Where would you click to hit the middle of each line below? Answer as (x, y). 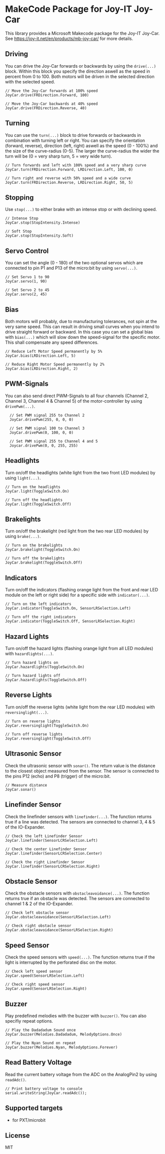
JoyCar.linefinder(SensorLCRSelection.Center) (54, 853)
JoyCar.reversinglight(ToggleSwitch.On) (47, 725)
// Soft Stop (18, 231)
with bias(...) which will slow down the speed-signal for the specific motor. (83, 337)
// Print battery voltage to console (44, 1089)
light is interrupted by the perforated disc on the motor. (61, 962)
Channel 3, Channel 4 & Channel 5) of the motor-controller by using (74, 401)
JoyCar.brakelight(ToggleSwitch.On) (43, 550)
